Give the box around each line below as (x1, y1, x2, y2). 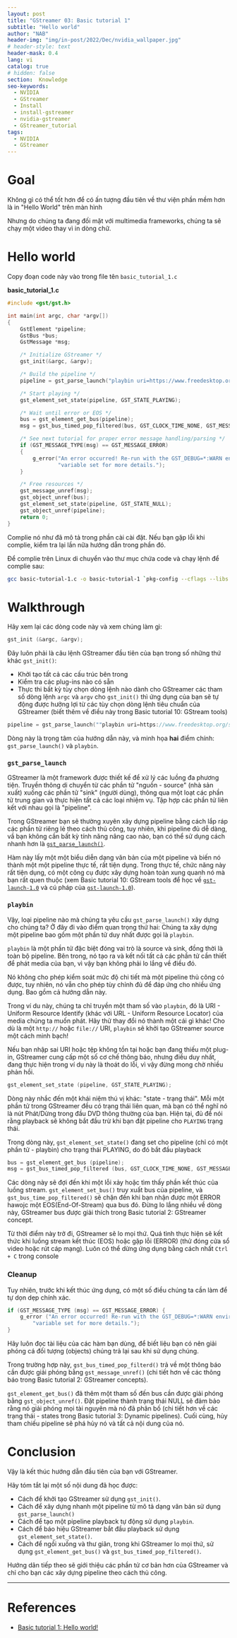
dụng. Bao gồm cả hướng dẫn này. (7, 987, 107, 996)
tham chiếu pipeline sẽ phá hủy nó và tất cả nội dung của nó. (7, 1419, 185, 1428)
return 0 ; (20, 514, 49, 521)
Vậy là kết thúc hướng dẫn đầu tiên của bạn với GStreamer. (7, 1467, 178, 1476)
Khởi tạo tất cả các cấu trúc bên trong (17, 670, 128, 679)
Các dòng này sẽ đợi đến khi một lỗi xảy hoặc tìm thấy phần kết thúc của (7, 1178, 219, 1187)
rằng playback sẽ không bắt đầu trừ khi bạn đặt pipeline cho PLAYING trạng (7, 1117, 224, 1125)
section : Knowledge (7, 76, 68, 83)
